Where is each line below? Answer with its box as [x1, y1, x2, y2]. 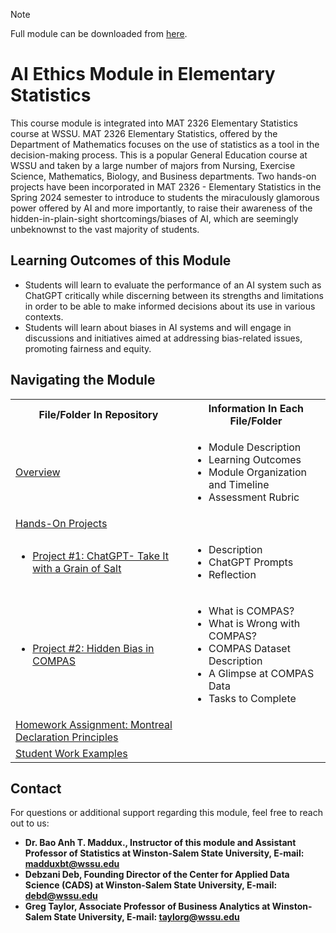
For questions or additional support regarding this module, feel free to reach [10, 807, 323, 819]
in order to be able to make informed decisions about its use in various [24, 300, 316, 312]
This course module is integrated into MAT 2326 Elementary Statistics [10, 117, 298, 129]
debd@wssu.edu [24, 890, 98, 902]
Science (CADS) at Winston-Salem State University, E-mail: [24, 879, 278, 891]
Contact [10, 780, 62, 797]
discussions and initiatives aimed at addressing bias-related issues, [24, 332, 303, 344]
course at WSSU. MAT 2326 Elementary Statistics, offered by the [10, 127, 278, 139]
